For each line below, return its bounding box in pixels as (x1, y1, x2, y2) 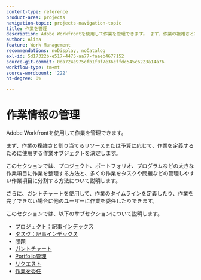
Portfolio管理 (14, 252, 47, 260)
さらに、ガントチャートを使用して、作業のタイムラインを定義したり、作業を (6, 190, 194, 197)
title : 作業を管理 (6, 25, 48, 32)
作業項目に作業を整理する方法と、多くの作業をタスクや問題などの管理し (6, 170, 184, 177)
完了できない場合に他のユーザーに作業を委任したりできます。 (6, 197, 158, 205)
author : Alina (6, 36, 42, 42)
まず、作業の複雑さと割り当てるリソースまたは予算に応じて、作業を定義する (6, 142, 194, 150)
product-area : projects (6, 14, 66, 20)
